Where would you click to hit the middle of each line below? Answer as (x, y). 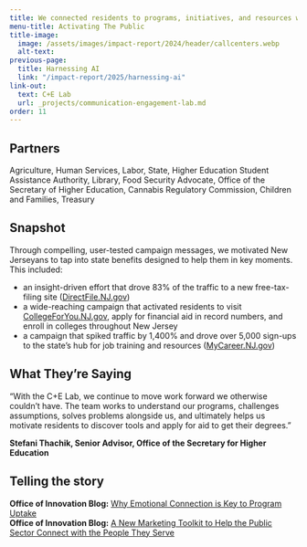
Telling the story (57, 482)
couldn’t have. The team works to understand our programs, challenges (144, 405)
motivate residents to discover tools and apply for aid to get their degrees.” (150, 425)
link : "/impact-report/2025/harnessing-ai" (101, 78)
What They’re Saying (71, 374)
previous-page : (38, 60)
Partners (35, 148)
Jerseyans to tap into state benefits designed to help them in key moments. (151, 259)
